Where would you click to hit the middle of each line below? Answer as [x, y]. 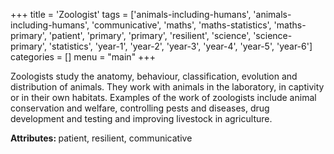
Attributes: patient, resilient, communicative [101, 138]
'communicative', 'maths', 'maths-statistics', [181, 25]
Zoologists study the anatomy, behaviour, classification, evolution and [154, 76]
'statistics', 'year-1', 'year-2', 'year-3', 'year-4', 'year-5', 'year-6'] [180, 46]
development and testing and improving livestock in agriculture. [141, 118]
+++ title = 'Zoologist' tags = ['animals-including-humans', [131, 14]
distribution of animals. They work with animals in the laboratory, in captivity [167, 87]
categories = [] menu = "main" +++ [83, 57]
